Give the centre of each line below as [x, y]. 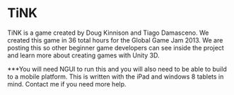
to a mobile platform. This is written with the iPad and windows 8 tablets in [116, 77]
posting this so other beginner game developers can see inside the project [116, 47]
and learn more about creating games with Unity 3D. [84, 55]
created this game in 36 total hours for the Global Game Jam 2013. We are [115, 40]
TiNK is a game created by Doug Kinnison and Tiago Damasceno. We [108, 33]
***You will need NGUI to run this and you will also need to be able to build [117, 69]
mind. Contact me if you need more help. [67, 84]
